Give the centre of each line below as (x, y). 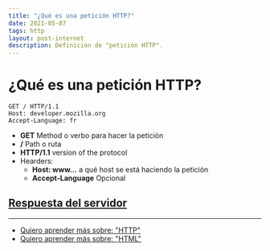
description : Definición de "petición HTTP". (86, 46)
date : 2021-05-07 (37, 23)
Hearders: (37, 161)
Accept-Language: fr (43, 121)
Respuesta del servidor (67, 203)
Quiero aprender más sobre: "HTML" (81, 238)
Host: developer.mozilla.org (57, 114)
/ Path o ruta (41, 144)
